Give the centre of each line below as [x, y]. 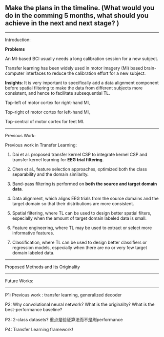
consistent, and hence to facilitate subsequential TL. [58, 93]
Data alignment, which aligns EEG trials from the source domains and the [85, 198]
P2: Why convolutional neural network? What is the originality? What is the [80, 304]
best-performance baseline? [34, 309]
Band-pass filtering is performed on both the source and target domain [84, 184]
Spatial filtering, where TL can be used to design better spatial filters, [82, 213]
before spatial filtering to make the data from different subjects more [74, 88]
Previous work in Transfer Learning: [41, 145]
